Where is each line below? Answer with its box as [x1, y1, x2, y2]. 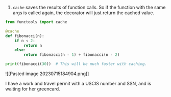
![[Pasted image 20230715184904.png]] [5, 71, 89, 77]
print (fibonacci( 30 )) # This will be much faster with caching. [5, 61, 147, 67]
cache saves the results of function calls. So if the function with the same [12, 5, 166, 10]
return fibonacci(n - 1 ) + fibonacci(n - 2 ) [23, 52, 120, 57]
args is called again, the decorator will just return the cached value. [12, 10, 155, 16]
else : [14, 48, 27, 53]
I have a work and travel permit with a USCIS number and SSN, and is [5, 81, 152, 86]
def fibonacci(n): [5, 33, 44, 39]
